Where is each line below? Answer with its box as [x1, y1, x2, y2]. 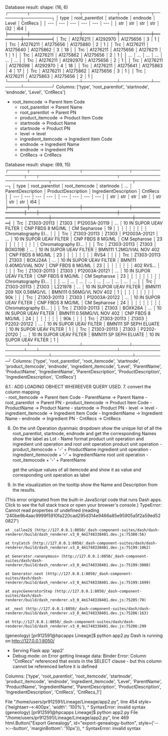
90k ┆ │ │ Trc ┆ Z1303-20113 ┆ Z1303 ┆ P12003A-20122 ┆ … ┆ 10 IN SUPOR [5, 294, 160, 300]
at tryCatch [5, 541, 30, 546]
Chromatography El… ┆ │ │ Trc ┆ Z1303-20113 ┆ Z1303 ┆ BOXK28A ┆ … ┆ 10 [5, 305, 161, 311]
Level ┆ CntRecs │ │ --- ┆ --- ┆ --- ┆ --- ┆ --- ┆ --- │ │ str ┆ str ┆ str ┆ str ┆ [5, 20, 159, 26]
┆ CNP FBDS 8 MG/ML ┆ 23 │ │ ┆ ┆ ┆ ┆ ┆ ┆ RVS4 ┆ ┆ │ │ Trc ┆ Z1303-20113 [5, 252, 161, 258]
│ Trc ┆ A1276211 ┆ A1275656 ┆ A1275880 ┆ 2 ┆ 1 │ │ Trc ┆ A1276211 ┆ [5, 41, 149, 47]
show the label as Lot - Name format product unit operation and [12, 436, 144, 442]
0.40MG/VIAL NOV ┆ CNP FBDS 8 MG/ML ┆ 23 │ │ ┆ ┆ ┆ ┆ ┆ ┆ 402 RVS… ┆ [5, 262, 160, 268]
